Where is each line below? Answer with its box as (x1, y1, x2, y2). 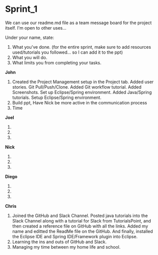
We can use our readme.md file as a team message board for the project (5, 20, 152, 26)
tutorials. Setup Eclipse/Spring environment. (12, 95, 102, 100)
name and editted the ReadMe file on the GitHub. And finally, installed (12, 228, 153, 234)
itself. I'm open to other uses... (5, 25, 67, 31)
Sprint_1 (5, 3, 38, 15)
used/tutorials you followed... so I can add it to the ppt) (12, 49, 123, 55)
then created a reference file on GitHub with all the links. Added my (12, 223, 148, 229)
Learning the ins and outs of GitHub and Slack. (12, 239, 107, 245)
